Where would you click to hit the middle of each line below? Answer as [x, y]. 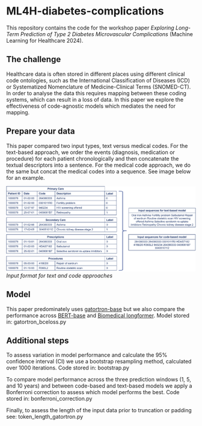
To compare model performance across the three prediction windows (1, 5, [99, 380]
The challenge [34, 59]
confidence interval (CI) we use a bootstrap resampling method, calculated [99, 362]
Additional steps [38, 340]
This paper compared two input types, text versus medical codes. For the [97, 146]
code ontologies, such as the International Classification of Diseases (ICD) [98, 80]
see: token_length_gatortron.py [45, 417]
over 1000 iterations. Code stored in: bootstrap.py [68, 368]
